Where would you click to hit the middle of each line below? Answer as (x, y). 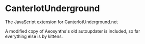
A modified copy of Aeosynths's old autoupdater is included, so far (73, 31)
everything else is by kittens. (34, 36)
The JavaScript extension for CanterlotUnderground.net (61, 22)
